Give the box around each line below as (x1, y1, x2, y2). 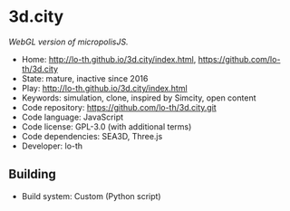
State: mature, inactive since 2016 (21, 72, 149, 83)
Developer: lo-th (21, 140, 83, 151)
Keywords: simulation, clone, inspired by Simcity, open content (21, 92, 256, 103)
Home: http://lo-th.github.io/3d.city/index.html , (21, 53, 197, 64)
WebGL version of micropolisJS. (8, 36, 129, 47)
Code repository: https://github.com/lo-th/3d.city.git (21, 101, 217, 112)
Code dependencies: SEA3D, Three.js (21, 130, 163, 141)
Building (8, 167, 56, 182)
